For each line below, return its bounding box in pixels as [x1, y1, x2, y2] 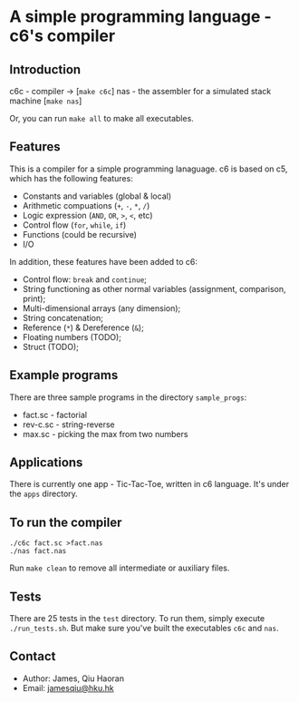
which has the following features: [9, 172, 133, 183]
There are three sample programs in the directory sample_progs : [9, 392, 247, 403]
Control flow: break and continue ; [22, 274, 148, 285]
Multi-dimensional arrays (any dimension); [22, 302, 181, 314]
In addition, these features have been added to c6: [9, 256, 198, 267]
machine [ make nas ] [9, 95, 82, 106]
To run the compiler [9, 514, 122, 530]
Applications [9, 455, 83, 471]
